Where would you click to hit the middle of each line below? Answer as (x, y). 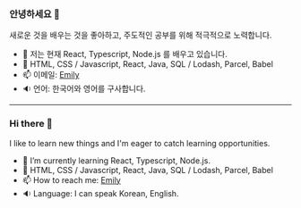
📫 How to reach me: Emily (71, 179)
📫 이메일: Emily (51, 75)
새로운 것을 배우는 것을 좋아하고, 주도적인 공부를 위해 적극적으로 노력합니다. (141, 35)
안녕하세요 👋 (34, 13)
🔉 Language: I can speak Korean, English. (100, 193)
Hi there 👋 (31, 124)
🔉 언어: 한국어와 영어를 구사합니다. (84, 89)
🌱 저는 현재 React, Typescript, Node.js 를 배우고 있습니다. (125, 54)
